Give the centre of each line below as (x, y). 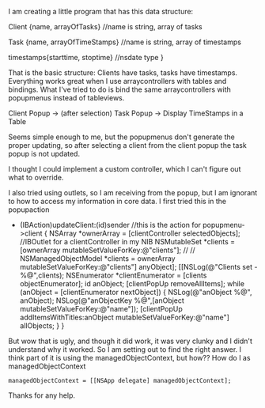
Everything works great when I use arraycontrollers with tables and (117, 81)
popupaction (29, 210)
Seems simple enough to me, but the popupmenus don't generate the (121, 137)
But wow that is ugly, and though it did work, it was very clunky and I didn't (131, 341)
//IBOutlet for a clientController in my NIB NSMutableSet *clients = (127, 242)
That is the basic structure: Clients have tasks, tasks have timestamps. (123, 73)
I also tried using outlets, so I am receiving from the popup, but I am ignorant (133, 193)
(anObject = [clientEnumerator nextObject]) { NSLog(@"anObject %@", (136, 292)
